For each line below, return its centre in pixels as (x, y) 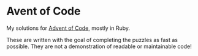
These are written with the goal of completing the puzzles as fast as (92, 40)
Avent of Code (44, 11)
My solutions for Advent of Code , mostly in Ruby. (68, 28)
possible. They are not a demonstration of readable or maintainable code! (99, 46)
